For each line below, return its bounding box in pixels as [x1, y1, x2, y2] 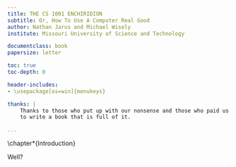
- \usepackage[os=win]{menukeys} [7, 87, 106, 95]
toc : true [7, 62, 37, 69]
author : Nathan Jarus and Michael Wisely [7, 23, 131, 30]
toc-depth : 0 [7, 68, 46, 75]
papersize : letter [7, 49, 61, 56]
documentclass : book [7, 43, 69, 50]
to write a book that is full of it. [20, 113, 131, 120]
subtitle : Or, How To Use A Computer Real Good [7, 17, 151, 24]
